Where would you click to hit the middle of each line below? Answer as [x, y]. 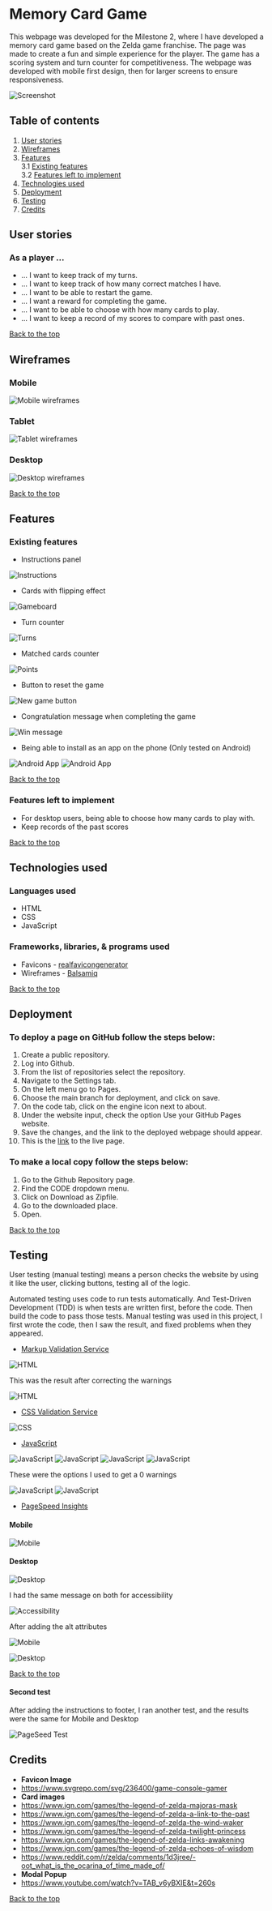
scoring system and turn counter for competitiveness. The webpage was [130, 62]
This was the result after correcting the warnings [91, 1381]
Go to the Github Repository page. [78, 1179]
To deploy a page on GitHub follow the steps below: [112, 1037]
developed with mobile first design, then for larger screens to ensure [123, 71]
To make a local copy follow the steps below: [99, 1162]
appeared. [26, 1333]
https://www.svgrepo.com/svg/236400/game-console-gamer [124, 1788]
